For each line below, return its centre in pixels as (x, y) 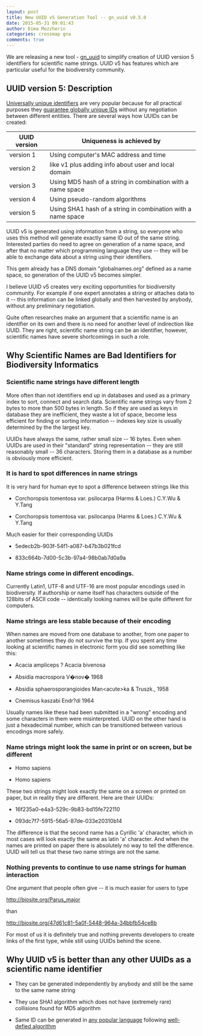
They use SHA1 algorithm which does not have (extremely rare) (93, 1002)
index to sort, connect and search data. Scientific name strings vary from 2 (99, 401)
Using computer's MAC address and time (108, 155)
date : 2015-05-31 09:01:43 (40, 23)
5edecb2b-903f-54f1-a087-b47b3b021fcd (68, 546)
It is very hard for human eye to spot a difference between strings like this (98, 486)
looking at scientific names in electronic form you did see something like (96, 647)
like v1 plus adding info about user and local (112, 164)
